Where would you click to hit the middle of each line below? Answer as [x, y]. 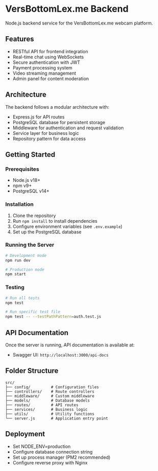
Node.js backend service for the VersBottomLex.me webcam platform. [79, 23]
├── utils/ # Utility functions [50, 414]
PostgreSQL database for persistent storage [59, 122]
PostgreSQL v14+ [31, 191]
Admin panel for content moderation [51, 78]
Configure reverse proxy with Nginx [50, 462]
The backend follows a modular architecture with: [57, 107]
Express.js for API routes [38, 117]
